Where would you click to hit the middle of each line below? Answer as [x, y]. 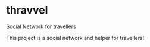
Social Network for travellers [41, 26]
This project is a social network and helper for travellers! [75, 38]
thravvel [27, 10]
